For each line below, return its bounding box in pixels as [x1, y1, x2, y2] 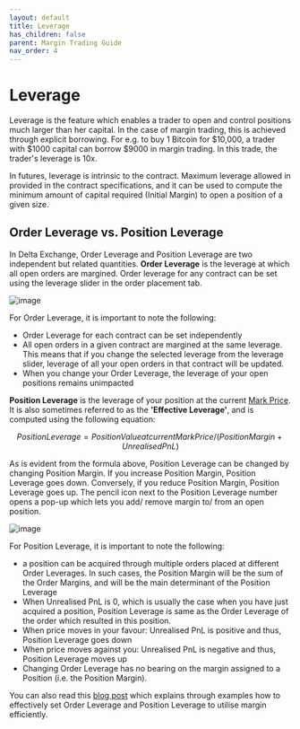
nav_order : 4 [9, 47, 58, 56]
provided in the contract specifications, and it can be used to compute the [9, 180, 283, 191]
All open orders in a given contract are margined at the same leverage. [21, 338, 283, 350]
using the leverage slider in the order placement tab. [9, 277, 203, 288]
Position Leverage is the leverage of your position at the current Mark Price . [9, 394, 291, 405]
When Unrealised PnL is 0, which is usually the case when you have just [21, 596, 288, 607]
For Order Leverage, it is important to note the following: [9, 312, 217, 323]
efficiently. [9, 708, 48, 719]
